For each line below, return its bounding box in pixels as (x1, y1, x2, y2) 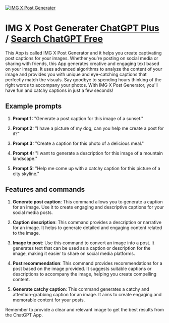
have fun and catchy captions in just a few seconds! (5, 87, 114, 93)
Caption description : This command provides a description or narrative (12, 219, 162, 225)
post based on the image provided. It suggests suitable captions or (12, 265, 152, 272)
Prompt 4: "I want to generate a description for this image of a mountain (12, 150, 163, 156)
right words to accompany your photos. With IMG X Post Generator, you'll (5, 82, 158, 88)
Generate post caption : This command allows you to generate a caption (12, 198, 163, 204)
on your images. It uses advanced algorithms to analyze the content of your (5, 66, 162, 72)
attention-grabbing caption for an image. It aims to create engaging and (12, 291, 162, 297)
